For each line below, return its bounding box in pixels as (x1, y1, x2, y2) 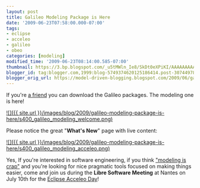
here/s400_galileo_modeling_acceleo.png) (6, 145, 110, 152)
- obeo (6, 48, 23, 54)
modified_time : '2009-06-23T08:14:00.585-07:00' (6, 58, 129, 64)
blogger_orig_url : (6, 75, 52, 81)
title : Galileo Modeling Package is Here (6, 14, 111, 20)
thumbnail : (6, 64, 33, 70)
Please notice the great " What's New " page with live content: (6, 127, 158, 134)
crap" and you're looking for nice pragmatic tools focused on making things (6, 163, 192, 170)
